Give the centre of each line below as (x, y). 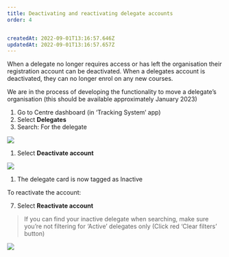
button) (34, 234)
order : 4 (20, 20)
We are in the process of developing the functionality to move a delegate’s (112, 92)
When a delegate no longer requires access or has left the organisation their (114, 64)
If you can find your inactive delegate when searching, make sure (116, 219)
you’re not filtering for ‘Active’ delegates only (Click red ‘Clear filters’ (120, 226)
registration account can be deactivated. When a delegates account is (106, 71)
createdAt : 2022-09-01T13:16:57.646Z (61, 38)
